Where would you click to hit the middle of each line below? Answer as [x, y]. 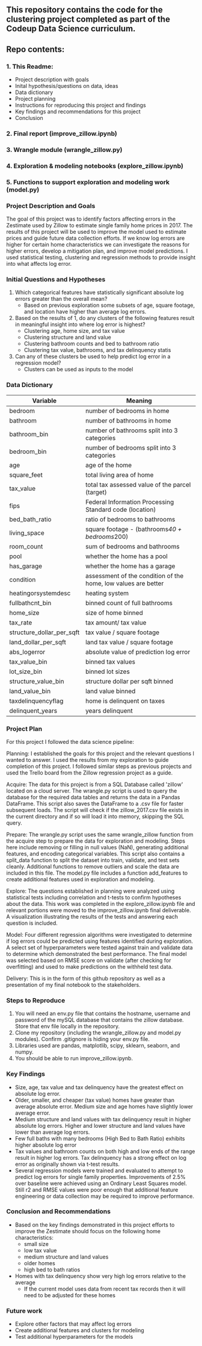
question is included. [32, 923]
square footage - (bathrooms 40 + [133, 529]
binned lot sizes [108, 671]
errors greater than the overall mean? [61, 299]
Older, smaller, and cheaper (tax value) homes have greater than [95, 1100]
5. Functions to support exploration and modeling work [88, 182]
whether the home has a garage [130, 566]
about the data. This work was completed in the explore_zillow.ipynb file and [101, 904]
